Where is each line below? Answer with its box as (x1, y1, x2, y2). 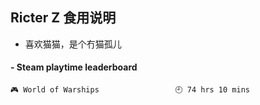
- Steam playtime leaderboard (10, 61, 138, 73)
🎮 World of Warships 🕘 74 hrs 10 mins (10, 85, 250, 95)
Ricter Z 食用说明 (10, 9, 117, 27)
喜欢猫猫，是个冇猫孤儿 (24, 38, 122, 50)
